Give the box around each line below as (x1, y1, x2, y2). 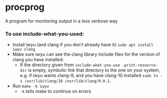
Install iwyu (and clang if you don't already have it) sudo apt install (12, 42, 153, 48)
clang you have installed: (12, 57, 64, 63)
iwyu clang (12, 47, 35, 52)
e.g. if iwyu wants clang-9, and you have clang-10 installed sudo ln (19, 73, 158, 79)
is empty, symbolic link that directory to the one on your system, (28, 67, 160, 73)
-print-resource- (121, 63, 158, 68)
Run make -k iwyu (12, 83, 49, 89)
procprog (5, 1, 45, 13)
